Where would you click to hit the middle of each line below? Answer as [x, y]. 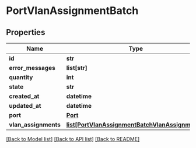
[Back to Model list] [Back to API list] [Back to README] [73, 139]
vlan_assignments [35, 125]
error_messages [32, 68]
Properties [26, 32]
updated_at [25, 106]
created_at [24, 96]
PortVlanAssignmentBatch [72, 11]
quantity [21, 77]
